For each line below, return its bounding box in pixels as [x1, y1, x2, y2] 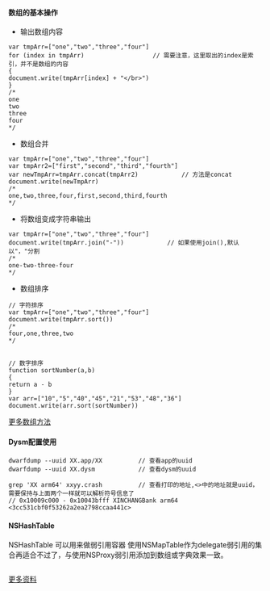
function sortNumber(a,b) [8, 367, 95, 375]
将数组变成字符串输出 [19, 214, 91, 224]
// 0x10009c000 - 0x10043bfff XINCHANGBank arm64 [8, 497, 179, 505]
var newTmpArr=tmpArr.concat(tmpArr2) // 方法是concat [8, 170, 232, 179]
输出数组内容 [19, 27, 63, 36]
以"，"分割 [8, 247, 40, 256]
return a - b [8, 380, 52, 389]
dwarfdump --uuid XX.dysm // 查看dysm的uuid [8, 465, 197, 474]
